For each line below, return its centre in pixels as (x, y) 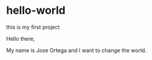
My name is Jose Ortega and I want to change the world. (77, 50)
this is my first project (33, 27)
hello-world (36, 10)
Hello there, (20, 38)
